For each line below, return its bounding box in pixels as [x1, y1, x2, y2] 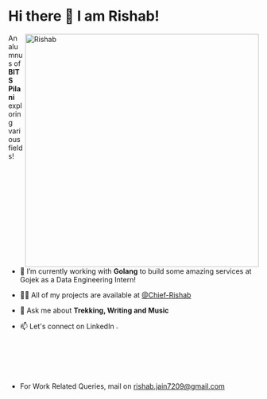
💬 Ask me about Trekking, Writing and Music [19, 305, 169, 315]
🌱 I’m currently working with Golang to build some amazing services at [19, 266, 252, 276]
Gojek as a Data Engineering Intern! [19, 274, 137, 284]
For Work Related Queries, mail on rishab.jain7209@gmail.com [19, 382, 225, 391]
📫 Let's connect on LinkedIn [19, 321, 114, 331]
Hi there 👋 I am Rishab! [8, 7, 160, 25]
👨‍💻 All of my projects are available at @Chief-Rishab [19, 290, 192, 300]
